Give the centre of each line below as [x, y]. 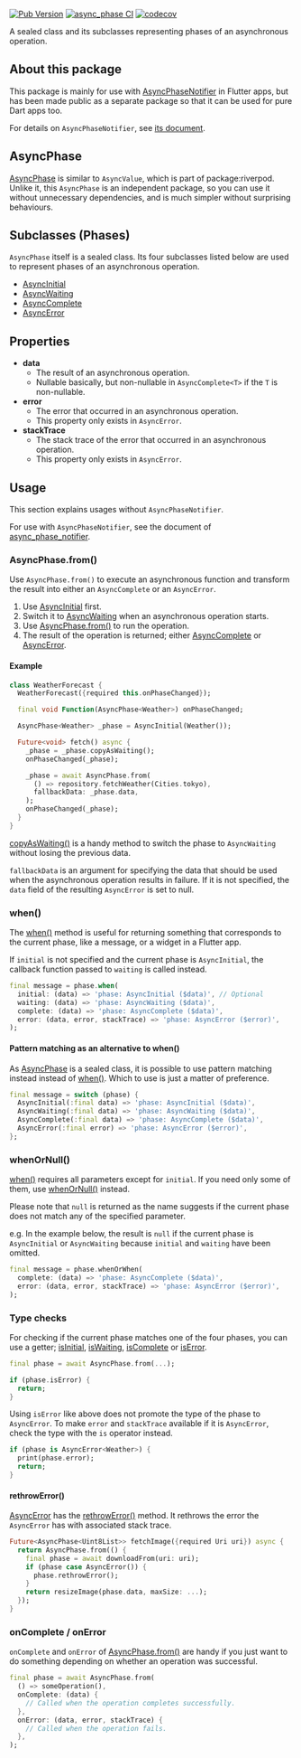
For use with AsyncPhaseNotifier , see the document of [110, 527]
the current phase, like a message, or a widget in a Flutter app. [125, 942]
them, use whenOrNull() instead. [70, 1189]
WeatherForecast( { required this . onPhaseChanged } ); [114, 693]
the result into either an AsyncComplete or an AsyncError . [113, 589]
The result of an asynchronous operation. [113, 373]
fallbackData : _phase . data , [86, 792]
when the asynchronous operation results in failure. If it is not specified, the [150, 879]
